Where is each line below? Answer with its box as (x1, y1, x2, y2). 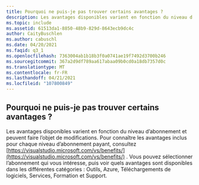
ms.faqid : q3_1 (6, 48, 44, 54)
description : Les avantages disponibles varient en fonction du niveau (6, 14, 187, 20)
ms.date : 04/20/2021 (6, 42, 58, 48)
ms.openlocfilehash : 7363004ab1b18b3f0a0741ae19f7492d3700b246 (6, 53, 166, 59)
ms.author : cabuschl (6, 36, 58, 42)
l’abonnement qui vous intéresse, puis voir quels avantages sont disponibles (6, 159, 193, 167)
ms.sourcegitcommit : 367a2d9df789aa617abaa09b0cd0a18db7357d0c (6, 58, 166, 64)
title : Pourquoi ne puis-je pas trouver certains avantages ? (6, 8, 163, 15)
